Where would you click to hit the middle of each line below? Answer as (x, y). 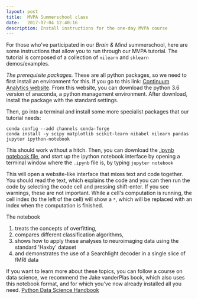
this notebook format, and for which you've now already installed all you (94, 284)
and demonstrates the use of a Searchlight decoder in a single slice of (100, 253)
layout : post (22, 12)
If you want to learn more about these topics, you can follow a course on (95, 271)
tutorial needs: (24, 118)
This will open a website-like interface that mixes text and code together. (95, 174)
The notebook (23, 217)
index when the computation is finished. (55, 206)
